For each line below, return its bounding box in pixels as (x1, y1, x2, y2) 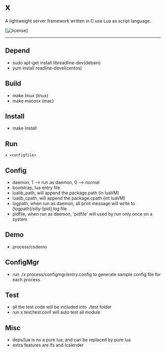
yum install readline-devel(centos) (12, 65, 83, 71)
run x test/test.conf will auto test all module (12, 309, 100, 315)
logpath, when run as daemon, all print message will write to (12, 200, 135, 206)
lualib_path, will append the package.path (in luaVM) (12, 190, 120, 196)
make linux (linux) (12, 92, 48, 98)
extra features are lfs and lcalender (12, 342, 84, 348)
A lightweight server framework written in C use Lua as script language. (5, 18, 152, 24)
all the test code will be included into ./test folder (12, 304, 112, 310)
